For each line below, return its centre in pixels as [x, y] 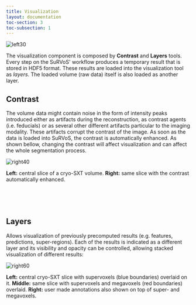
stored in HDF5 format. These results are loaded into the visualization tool [95, 68]
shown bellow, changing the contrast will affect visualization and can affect [97, 145]
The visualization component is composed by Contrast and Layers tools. [94, 56]
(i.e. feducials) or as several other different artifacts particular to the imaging [98, 126]
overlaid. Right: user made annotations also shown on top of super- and [93, 289]
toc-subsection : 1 [28, 28]
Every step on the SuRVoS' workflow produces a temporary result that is [93, 62]
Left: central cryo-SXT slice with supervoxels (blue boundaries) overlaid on [97, 277]
